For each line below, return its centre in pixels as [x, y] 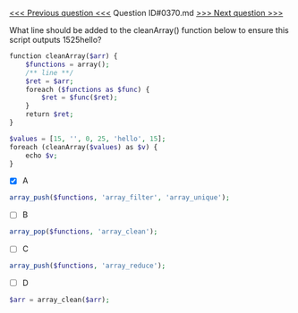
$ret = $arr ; [50, 81]
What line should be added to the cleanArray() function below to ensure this [149, 30]
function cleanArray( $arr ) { [64, 56]
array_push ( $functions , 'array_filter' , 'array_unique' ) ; [119, 198]
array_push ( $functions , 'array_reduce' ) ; [88, 266]
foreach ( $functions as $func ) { [88, 89]
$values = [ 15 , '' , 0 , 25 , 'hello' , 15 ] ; [88, 139]
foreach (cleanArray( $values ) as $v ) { [84, 147]
